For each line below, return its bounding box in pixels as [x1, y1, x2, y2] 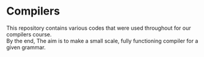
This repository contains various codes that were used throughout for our [6, 24, 191, 32]
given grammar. [6, 44, 46, 51]
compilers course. [6, 30, 52, 38]
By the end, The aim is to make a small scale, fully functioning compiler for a [6, 37, 199, 44]
